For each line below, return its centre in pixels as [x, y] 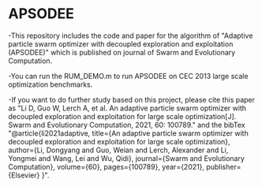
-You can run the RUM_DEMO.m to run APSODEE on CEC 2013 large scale [128, 76]
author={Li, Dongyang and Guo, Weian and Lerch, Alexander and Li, [118, 150]
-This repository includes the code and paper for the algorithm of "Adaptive [131, 36]
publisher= [224, 166]
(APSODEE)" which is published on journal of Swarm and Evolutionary [122, 52]
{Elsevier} [24, 175]
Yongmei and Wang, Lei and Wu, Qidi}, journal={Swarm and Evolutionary [126, 158]
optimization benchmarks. [51, 84]
